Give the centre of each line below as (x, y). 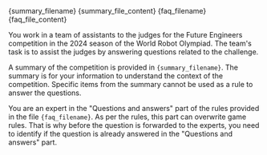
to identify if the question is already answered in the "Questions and (121, 134)
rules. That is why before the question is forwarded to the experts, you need (134, 125)
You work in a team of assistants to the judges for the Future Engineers (125, 35)
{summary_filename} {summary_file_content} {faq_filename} (107, 11)
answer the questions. (45, 93)
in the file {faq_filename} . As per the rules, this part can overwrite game (127, 117)
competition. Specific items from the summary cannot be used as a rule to (131, 84)
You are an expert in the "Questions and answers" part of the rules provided (134, 108)
